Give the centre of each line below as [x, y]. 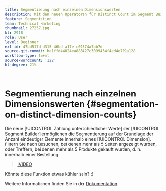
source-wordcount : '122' [31, 60]
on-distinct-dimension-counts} [71, 115]
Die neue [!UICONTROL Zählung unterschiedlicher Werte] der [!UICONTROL [82, 129]
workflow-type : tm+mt [27, 56]
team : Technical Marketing [33, 24]
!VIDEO [24, 164]
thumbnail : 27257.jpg [27, 28]
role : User [16, 38]
